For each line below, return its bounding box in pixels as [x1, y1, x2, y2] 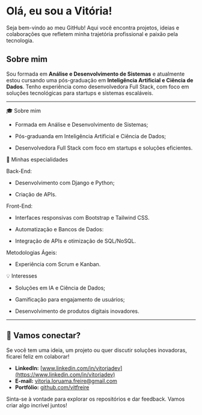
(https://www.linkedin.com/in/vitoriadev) [14, 371, 115, 378]
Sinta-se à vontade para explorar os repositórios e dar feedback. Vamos [6, 395, 185, 402]
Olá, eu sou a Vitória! [6, 4, 112, 18]
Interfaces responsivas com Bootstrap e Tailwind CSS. [14, 214, 150, 221]
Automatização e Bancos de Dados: [14, 225, 104, 232]
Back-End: [6, 167, 32, 175]
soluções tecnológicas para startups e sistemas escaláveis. [6, 89, 153, 97]
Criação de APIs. [14, 190, 57, 198]
